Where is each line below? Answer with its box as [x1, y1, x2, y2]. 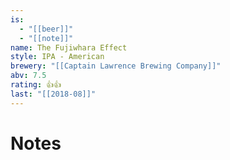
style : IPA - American [10, 52, 105, 62]
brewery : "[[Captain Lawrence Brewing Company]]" [10, 61, 222, 71]
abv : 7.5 [10, 71, 47, 81]
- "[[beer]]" [19, 24, 74, 34]
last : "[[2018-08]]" [10, 89, 97, 99]
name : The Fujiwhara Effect [10, 42, 128, 53]
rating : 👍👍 [10, 80, 62, 90]
